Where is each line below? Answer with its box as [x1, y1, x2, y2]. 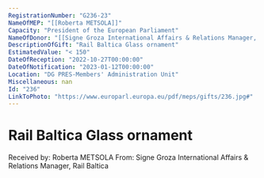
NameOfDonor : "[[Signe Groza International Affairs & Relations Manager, [8, 33, 258, 42]
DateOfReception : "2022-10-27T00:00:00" [8, 56, 144, 64]
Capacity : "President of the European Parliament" [8, 26, 179, 34]
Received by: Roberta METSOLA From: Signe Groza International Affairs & [8, 153, 249, 162]
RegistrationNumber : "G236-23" [8, 11, 112, 20]
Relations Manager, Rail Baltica [8, 161, 109, 171]
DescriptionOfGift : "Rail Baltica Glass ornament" [8, 41, 179, 49]
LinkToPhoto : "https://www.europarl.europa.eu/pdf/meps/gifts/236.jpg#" [8, 93, 254, 100]
